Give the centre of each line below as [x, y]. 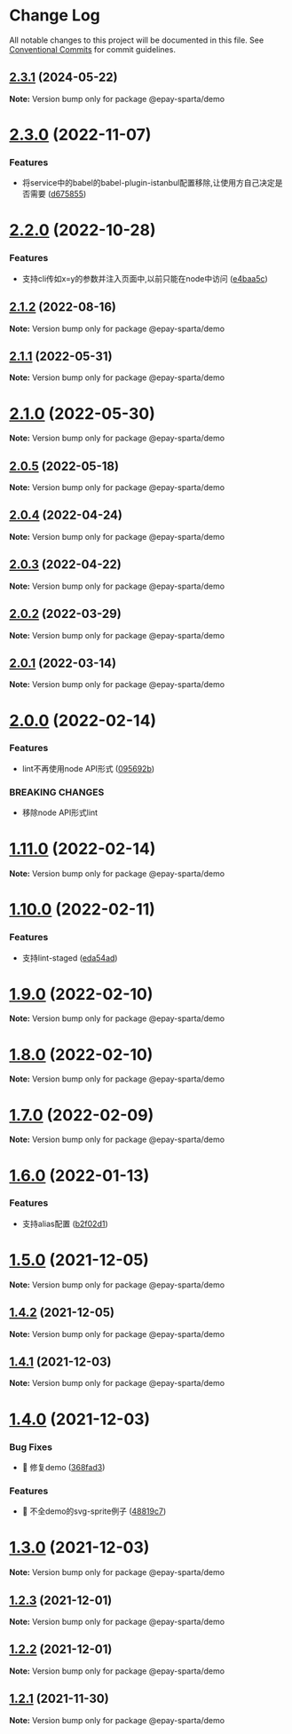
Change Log [55, 16]
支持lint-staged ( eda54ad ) [70, 958]
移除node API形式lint [60, 812]
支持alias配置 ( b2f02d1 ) [65, 1223]
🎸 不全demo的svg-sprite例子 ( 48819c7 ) [94, 1511]
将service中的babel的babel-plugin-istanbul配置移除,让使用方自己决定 [148, 183]
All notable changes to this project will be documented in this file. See [137, 40]
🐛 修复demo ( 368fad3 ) [63, 1467]
